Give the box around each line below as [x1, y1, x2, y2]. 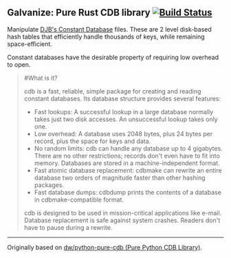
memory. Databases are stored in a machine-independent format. [34, 159, 220, 167]
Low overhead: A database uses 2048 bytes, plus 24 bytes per [34, 129, 213, 138]
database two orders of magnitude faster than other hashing [34, 173, 206, 182]
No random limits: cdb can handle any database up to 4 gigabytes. [34, 144, 223, 152]
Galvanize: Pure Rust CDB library [7, 7, 151, 19]
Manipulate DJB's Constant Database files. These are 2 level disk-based [7, 25, 212, 33]
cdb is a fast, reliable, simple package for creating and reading [23, 87, 201, 95]
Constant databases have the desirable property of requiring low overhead [7, 53, 219, 61]
